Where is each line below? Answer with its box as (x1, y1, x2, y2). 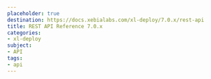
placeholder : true (7, 10, 60, 17)
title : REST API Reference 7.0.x (7, 23, 103, 30)
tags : (7, 55, 23, 62)
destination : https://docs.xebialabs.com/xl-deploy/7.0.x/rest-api (7, 16, 205, 23)
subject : (7, 42, 32, 49)
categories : (7, 29, 41, 36)
